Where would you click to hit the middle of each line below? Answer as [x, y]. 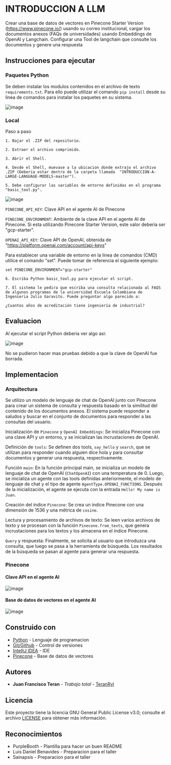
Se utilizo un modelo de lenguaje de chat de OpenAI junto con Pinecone [81, 400]
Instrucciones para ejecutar [50, 61]
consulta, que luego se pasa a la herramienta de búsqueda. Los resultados [84, 546]
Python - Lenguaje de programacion [51, 640]
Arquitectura [21, 389]
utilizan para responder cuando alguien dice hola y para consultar [75, 452]
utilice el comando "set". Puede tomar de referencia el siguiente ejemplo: [82, 260]
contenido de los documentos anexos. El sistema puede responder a [77, 411]
